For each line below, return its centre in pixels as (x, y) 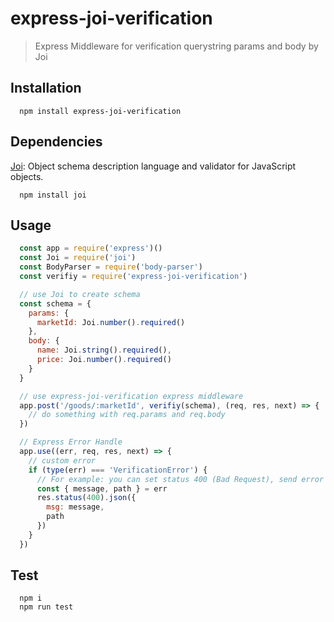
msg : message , (75, 507)
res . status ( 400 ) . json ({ (86, 498)
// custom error (62, 460)
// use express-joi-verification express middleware (131, 396)
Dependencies (56, 142)
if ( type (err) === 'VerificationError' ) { (118, 470)
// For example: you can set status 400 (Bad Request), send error (180, 479)
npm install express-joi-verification (100, 111)
